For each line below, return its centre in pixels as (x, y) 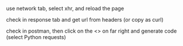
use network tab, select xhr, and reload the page (65, 8)
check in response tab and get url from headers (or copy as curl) (85, 20)
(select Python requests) (36, 37)
